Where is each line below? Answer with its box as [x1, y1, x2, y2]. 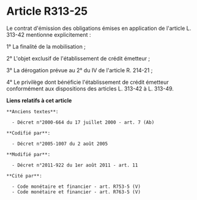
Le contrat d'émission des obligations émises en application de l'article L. [6, 24, 191, 32]
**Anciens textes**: [6, 108, 59, 114]
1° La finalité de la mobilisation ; [6, 43, 86, 50]
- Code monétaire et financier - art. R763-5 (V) [12, 188, 141, 195]
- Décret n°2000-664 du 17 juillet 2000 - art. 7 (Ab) [12, 119, 155, 125]
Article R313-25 [6, 4, 88, 18]
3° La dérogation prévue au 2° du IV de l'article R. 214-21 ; [6, 66, 153, 74]
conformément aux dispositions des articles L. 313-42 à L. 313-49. [6, 84, 174, 92]
